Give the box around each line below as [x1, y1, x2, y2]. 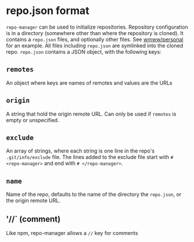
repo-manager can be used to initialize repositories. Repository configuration [6, 23, 188, 30]
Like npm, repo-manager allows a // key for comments [6, 230, 138, 236]
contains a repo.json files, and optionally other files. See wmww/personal [6, 36, 183, 43]
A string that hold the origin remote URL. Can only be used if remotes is [6, 110, 176, 117]
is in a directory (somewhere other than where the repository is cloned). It [6, 29, 184, 36]
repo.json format [6, 4, 89, 18]
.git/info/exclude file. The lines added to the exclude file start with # [6, 154, 174, 161]
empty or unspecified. [6, 116, 60, 123]
